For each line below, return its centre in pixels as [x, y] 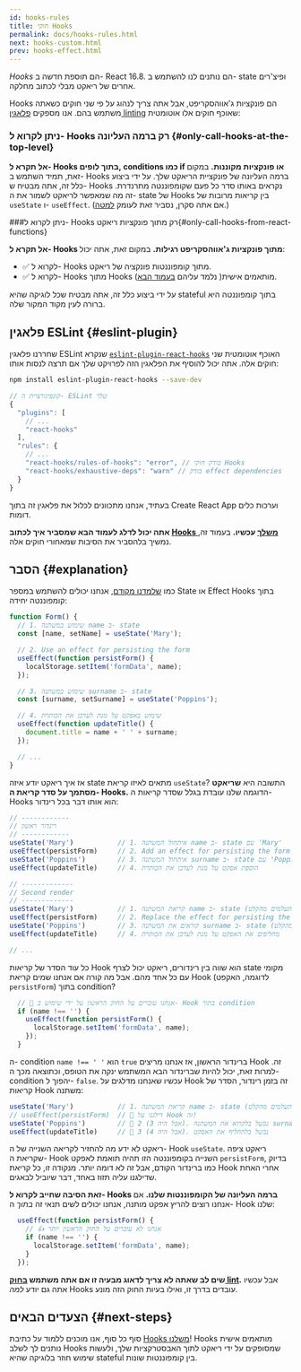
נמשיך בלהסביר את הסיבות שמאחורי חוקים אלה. [90, 541]
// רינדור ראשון [33, 826]
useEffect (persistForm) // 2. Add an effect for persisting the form [150, 851]
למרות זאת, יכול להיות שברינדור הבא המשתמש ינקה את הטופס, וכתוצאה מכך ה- [144, 1071]
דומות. [20, 514]
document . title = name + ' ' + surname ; [102, 733]
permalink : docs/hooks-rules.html [74, 34]
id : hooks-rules [39, 17]
